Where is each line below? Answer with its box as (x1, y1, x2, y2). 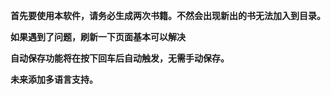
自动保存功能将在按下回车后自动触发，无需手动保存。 (10, 52, 230, 64)
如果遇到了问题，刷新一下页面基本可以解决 (10, 31, 186, 43)
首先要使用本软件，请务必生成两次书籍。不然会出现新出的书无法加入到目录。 (10, 10, 326, 21)
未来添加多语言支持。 (10, 74, 98, 85)
